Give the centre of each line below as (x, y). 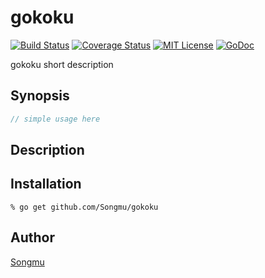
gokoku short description (62, 64)
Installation (46, 184)
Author (32, 237)
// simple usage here (55, 119)
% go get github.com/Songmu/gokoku (84, 207)
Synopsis (40, 96)
